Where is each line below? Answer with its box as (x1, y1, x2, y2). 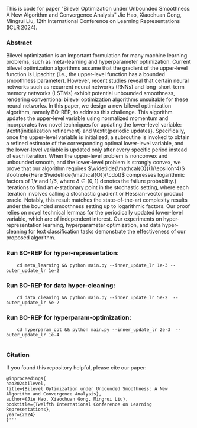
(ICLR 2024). (6, 24, 37, 31)
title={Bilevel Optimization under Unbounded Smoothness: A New (6, 386, 168, 392)
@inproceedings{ (6, 375, 46, 382)
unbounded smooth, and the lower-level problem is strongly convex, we (6, 159, 182, 166)
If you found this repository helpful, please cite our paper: (6, 364, 147, 371)
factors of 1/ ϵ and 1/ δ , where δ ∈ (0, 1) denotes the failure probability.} (6, 177, 177, 185)
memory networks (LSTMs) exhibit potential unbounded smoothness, (6, 90, 176, 97)
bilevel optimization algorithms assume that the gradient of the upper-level (6, 64, 188, 72)
